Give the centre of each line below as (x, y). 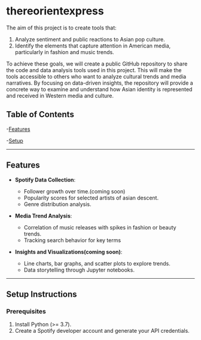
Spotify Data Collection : (45, 180)
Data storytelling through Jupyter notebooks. (79, 270)
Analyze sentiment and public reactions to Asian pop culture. (90, 39)
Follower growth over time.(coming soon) (74, 191)
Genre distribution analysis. (57, 204)
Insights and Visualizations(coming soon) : (68, 252)
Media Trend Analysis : (43, 216)
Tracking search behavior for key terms (72, 240)
